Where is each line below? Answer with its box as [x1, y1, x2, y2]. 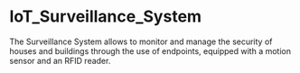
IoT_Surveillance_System [9, 6, 202, 27]
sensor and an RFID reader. [9, 55, 111, 66]
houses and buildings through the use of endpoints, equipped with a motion [9, 45, 292, 56]
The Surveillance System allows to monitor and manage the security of [9, 36, 273, 47]
